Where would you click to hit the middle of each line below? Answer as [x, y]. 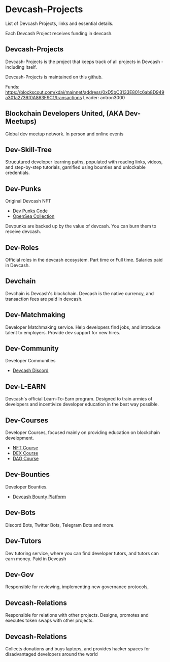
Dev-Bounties [27, 474]
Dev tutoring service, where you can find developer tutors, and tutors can [82, 553]
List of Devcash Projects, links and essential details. [59, 23]
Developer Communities [30, 361]
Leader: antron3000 [104, 97]
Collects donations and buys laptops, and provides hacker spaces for [78, 649]
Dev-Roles [22, 248]
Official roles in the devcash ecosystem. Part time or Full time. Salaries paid [84, 260]
